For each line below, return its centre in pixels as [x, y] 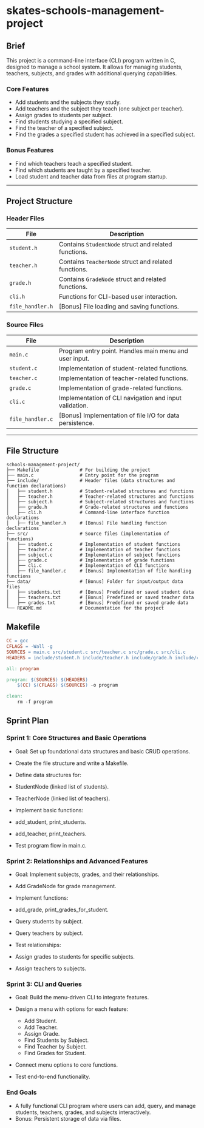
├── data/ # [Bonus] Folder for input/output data [95, 582]
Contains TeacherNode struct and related [115, 262]
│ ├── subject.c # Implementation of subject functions [93, 555]
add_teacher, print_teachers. [51, 834]
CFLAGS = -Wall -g [29, 647]
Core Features [28, 89]
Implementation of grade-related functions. [121, 388]
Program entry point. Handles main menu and [123, 351]
